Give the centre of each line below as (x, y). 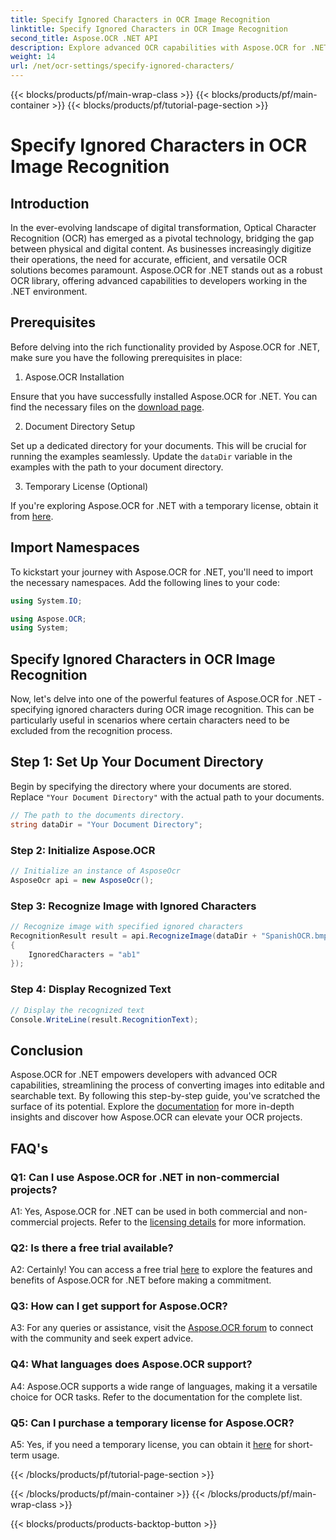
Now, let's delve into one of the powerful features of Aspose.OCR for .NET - (166, 699)
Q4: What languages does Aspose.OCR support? (131, 1364)
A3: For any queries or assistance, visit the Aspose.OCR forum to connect (162, 1328)
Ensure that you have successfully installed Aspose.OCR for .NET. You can (164, 396)
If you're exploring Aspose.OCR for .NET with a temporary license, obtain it (164, 505)
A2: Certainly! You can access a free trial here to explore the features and (161, 1270)
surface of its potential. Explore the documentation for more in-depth (152, 1107)
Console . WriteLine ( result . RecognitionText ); (104, 1019)
